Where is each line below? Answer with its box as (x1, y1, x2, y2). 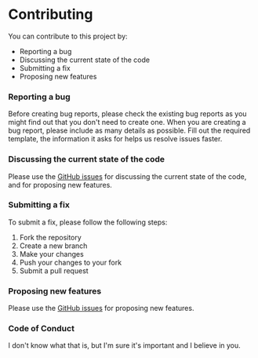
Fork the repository (19, 232, 82, 242)
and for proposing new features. (8, 180, 112, 189)
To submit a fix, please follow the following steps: (8, 217, 168, 227)
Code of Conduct (8, 323, 74, 334)
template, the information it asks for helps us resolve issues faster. (8, 134, 223, 144)
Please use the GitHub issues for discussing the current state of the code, (8, 171, 247, 181)
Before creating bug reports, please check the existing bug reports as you (8, 109, 247, 119)
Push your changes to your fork (19, 258, 122, 267)
